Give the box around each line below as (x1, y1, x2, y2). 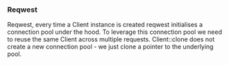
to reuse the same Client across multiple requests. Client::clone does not (7, 35, 215, 44)
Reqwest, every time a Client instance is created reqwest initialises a (7, 21, 203, 29)
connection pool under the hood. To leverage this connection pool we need (7, 28, 222, 36)
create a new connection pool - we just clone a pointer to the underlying (7, 43, 214, 51)
